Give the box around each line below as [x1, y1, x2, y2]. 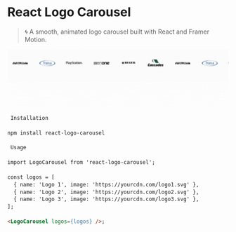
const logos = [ [7, 173, 55, 181]
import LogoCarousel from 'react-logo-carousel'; [7, 159, 156, 166]
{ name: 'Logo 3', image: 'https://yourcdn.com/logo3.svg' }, [13, 196, 199, 203]
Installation [10, 114, 49, 121]
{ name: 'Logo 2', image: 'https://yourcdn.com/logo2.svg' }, [13, 189, 199, 196]
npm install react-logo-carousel [7, 129, 105, 137]
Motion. [24, 35, 47, 43]
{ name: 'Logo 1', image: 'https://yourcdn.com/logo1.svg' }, [13, 181, 199, 188]
